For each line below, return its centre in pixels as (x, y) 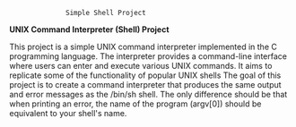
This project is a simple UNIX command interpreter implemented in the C (144, 47)
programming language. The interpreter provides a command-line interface (148, 56)
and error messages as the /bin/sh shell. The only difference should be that (148, 94)
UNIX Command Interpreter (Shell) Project (89, 30)
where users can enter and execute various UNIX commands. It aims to (141, 66)
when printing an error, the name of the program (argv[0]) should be (135, 104)
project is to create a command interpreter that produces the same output (145, 85)
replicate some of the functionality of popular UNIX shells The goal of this (145, 75)
